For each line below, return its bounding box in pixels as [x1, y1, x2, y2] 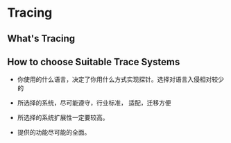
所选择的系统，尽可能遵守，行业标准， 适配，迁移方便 [17, 99, 171, 107]
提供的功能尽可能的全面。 [17, 128, 91, 137]
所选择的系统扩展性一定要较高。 [17, 113, 109, 122]
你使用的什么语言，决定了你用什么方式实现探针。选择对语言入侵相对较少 [17, 75, 224, 84]
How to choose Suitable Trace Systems [7, 56, 180, 67]
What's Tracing [7, 33, 76, 44]
